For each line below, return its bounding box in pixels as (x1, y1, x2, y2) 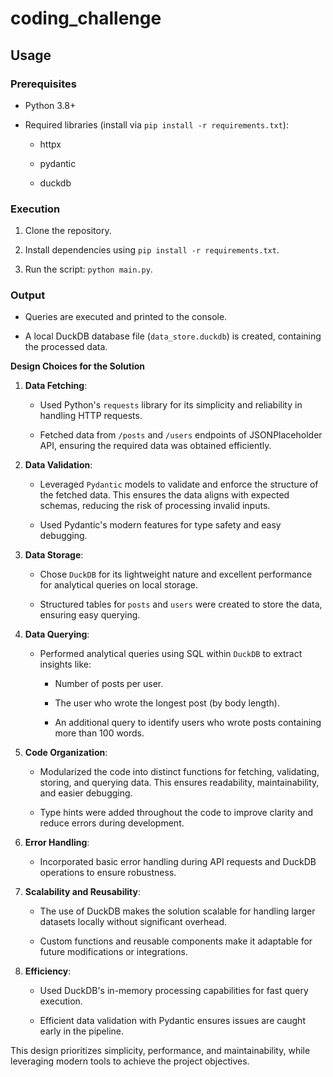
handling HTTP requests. (39, 410, 143, 422)
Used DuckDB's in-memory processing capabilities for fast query (39, 985, 309, 997)
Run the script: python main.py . (24, 263, 153, 276)
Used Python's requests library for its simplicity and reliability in (39, 399, 303, 411)
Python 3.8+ (24, 99, 77, 111)
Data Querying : (24, 628, 90, 641)
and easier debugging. (39, 787, 133, 799)
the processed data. (24, 341, 108, 353)
